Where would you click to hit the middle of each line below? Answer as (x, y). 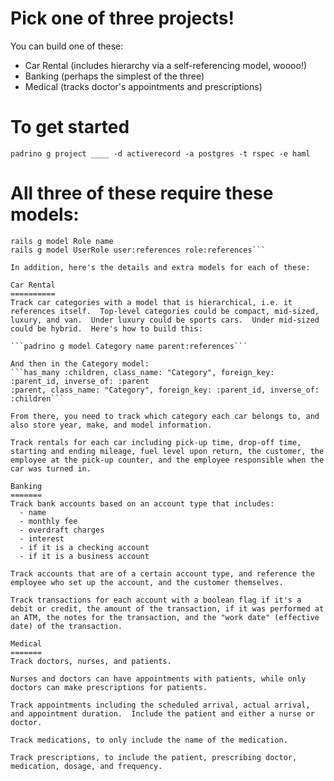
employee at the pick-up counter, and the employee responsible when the (167, 460)
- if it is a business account (84, 556)
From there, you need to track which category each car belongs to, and (165, 416)
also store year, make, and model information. (111, 425)
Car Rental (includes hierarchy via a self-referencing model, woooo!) (166, 65)
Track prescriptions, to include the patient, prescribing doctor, (154, 757)
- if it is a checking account (84, 547)
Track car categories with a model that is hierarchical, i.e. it (151, 302)
